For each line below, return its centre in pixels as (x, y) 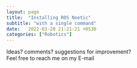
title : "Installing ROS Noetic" (49, 18)
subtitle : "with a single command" (51, 23)
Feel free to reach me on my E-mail (50, 58)
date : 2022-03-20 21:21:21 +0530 (51, 29)
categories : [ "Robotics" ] (39, 35)
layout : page (23, 12)
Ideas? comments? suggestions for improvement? (69, 52)
